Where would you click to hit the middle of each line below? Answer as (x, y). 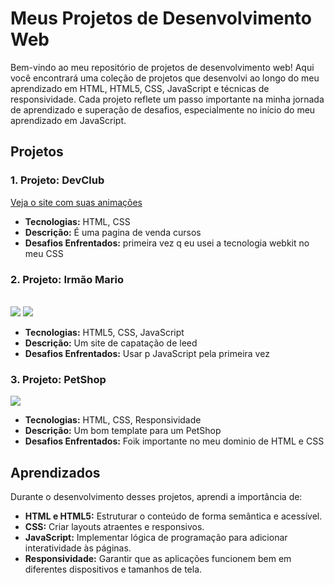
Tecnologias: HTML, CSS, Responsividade (113, 420)
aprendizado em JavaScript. (68, 120)
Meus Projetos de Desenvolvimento (161, 18)
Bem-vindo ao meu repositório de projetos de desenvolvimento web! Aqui (162, 67)
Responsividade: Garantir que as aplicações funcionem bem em (158, 559)
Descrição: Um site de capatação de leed (111, 343)
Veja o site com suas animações (76, 202)
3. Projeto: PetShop (58, 379)
